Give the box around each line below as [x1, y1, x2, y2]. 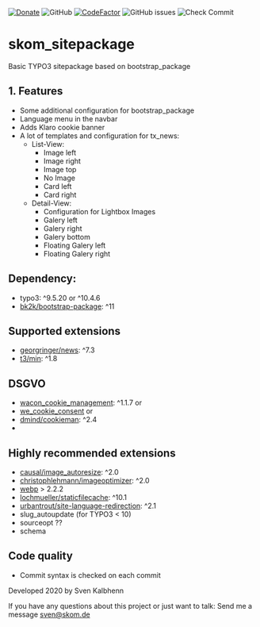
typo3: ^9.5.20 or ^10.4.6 [19, 293, 101, 302]
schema [19, 526, 46, 536]
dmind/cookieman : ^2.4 [19, 415, 97, 425]
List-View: [31, 139, 65, 148]
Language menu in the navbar [19, 113, 118, 123]
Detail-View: [31, 198, 72, 208]
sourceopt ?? [19, 518, 63, 527]
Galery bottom [43, 232, 91, 241]
